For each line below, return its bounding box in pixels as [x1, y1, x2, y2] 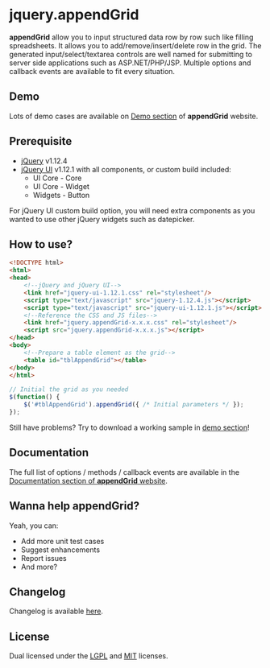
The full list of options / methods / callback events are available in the [9, 467, 240, 476]
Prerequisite [9, 134, 73, 148]
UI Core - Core [32, 173, 82, 183]
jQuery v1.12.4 [20, 155, 68, 166]
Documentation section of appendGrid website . [9, 476, 168, 485]
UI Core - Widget [32, 181, 89, 191]
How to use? [9, 237, 73, 251]
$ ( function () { [9, 393, 60, 402]
